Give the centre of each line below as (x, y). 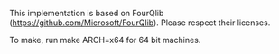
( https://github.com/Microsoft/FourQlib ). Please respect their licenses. (140, 22)
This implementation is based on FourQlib (87, 13)
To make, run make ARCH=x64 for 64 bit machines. (105, 40)
